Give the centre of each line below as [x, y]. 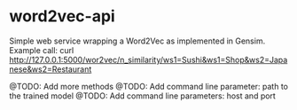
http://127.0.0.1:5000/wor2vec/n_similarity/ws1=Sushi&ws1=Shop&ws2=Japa [148, 59]
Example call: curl [42, 50]
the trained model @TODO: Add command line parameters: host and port [143, 96]
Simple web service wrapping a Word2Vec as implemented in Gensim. [137, 41]
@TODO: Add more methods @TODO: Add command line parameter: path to [149, 86]
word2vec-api [62, 16]
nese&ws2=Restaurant [51, 69]
